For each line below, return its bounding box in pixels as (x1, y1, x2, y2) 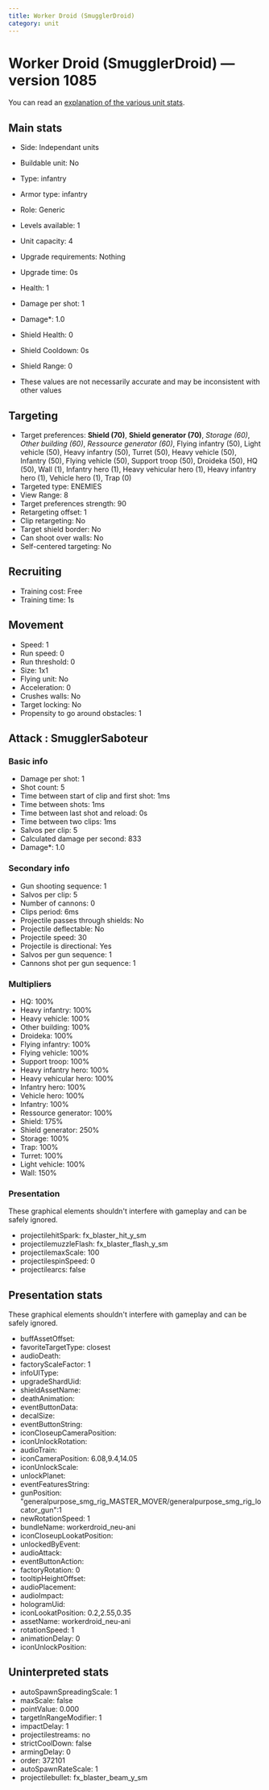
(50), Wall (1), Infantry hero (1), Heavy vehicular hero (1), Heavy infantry (19, 464, 256, 474)
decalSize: (19, 1411, 56, 1421)
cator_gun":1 (19, 1505, 62, 1515)
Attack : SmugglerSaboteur (8, 731, 149, 746)
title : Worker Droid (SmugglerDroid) (8, 11, 135, 20)
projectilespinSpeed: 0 (19, 1256, 95, 1266)
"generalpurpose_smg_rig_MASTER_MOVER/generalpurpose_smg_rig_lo (19, 1497, 262, 1506)
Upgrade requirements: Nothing (19, 252, 126, 262)
